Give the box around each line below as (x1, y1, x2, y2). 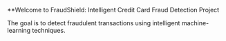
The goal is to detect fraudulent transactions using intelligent (7, 19, 180, 27)
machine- (181, 19, 209, 27)
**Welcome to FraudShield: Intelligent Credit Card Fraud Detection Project (7, 6, 220, 14)
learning (7, 27, 31, 34)
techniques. (32, 27, 66, 34)
